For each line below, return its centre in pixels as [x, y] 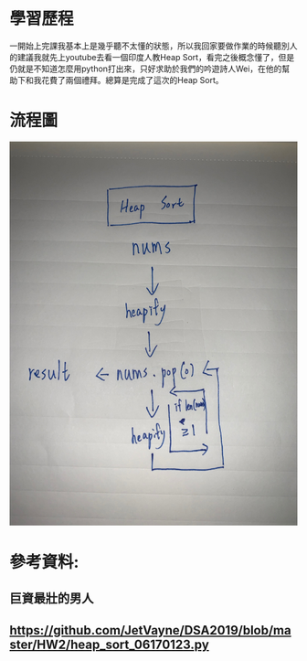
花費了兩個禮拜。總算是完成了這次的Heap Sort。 [132, 80]
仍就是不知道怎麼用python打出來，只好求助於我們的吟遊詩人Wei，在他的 [146, 69]
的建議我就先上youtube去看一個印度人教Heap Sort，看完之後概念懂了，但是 [152, 57]
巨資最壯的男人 [52, 598]
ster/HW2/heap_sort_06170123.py [110, 644]
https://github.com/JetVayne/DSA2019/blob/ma [150, 630]
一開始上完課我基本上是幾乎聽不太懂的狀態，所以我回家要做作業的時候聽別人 [153, 46]
